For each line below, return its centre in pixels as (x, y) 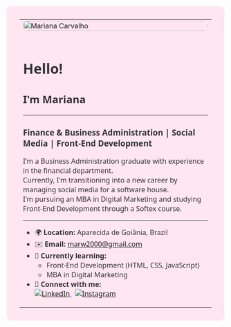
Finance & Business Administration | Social (109, 132)
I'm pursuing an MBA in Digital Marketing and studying (112, 199)
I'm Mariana (54, 100)
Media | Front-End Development (88, 143)
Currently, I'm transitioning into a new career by (100, 180)
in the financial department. (68, 171)
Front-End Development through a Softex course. (103, 209)
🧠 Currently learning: (71, 256)
